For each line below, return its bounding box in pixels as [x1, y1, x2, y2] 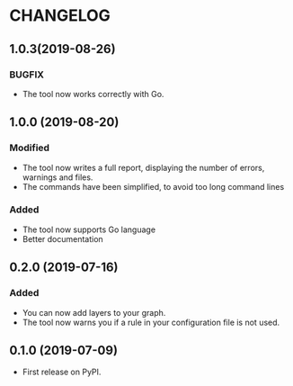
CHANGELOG [9, 5, 111, 26]
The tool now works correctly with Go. [22, 88, 164, 99]
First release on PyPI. [22, 366, 102, 378]
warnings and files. [22, 172, 93, 183]
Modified [9, 141, 50, 154]
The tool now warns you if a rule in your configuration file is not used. [22, 317, 280, 328]
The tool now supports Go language [22, 224, 155, 235]
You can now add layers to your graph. [22, 307, 166, 318]
